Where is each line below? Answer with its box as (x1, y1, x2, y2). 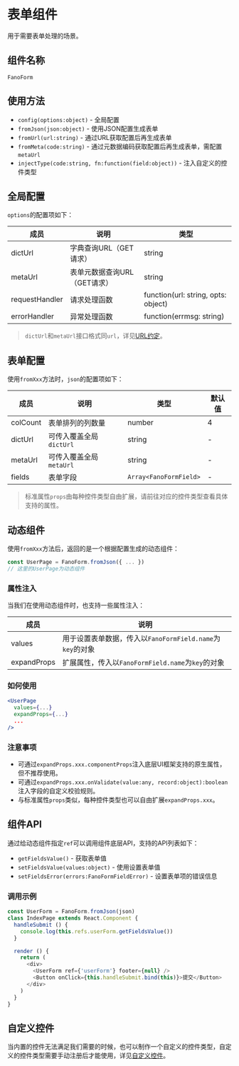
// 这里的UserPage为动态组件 (7, 565, 85, 572)
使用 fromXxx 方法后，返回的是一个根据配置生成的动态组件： (7, 544, 180, 553)
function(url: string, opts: (144, 290, 227, 300)
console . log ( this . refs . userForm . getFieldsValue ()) (20, 927, 174, 935)
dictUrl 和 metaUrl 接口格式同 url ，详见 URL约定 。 (24, 331, 166, 340)
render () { (14, 947, 50, 955)
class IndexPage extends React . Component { (7, 915, 139, 922)
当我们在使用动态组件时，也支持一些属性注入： (7, 601, 144, 610)
